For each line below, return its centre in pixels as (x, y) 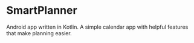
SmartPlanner (42, 10)
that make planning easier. (39, 33)
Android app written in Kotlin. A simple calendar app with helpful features (97, 27)
